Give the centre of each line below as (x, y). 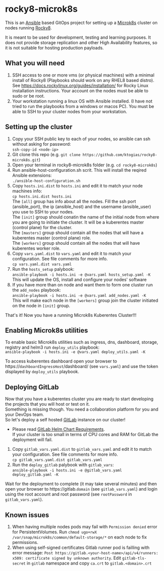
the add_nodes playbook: (36, 290)
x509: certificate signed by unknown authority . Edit (67, 558)
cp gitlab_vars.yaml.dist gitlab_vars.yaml (57, 460)
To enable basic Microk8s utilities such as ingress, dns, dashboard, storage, (82, 342)
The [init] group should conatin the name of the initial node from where (86, 217)
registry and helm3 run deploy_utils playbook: (52, 347)
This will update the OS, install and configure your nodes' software (79, 279)
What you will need (35, 63)
